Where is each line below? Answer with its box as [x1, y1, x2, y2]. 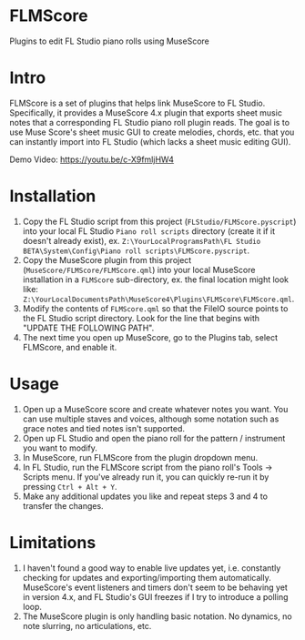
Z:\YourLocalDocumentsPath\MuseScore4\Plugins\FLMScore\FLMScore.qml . [22, 293, 295, 304]
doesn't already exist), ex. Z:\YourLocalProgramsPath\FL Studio [22, 235, 261, 246]
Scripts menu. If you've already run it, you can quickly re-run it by [22, 471, 269, 483]
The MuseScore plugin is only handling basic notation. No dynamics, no [22, 611, 293, 622]
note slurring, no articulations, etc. [22, 620, 152, 631]
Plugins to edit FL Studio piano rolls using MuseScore [9, 36, 209, 46]
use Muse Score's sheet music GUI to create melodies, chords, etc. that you [9, 127, 295, 137]
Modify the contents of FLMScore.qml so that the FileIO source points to [22, 302, 289, 314]
